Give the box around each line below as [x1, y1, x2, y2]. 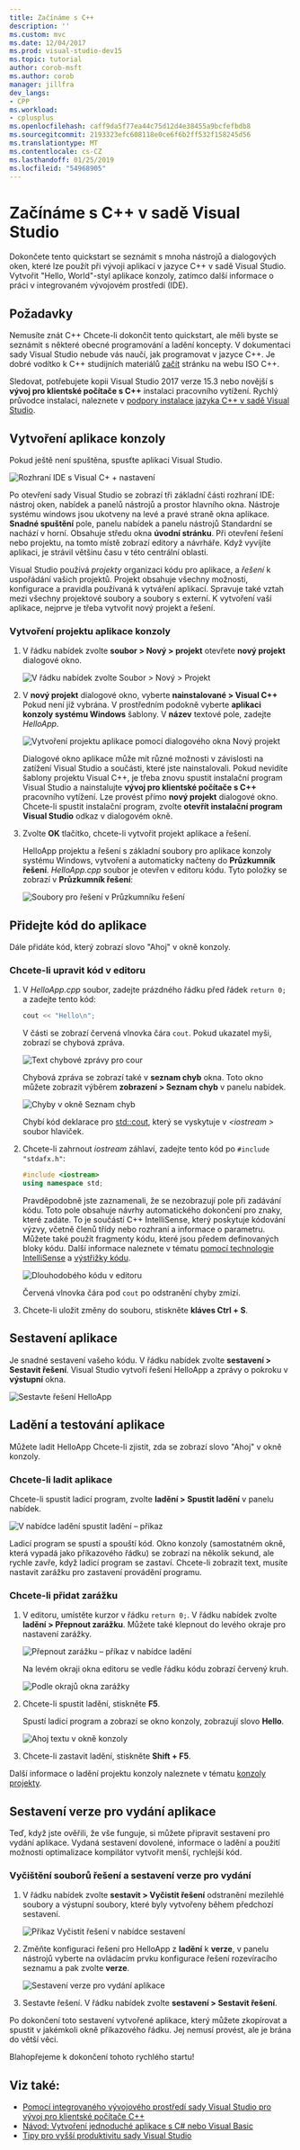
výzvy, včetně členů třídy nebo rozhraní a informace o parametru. [22, 1223, 266, 1234]
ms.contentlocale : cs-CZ [9, 147, 102, 156]
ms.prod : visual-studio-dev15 [9, 47, 123, 56]
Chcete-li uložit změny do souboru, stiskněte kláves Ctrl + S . [22, 1304, 249, 1315]
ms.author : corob [9, 72, 75, 81]
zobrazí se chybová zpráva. [22, 1037, 126, 1048]
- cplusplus [9, 113, 54, 122]
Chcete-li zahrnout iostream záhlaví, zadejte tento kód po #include [22, 1143, 270, 1154]
